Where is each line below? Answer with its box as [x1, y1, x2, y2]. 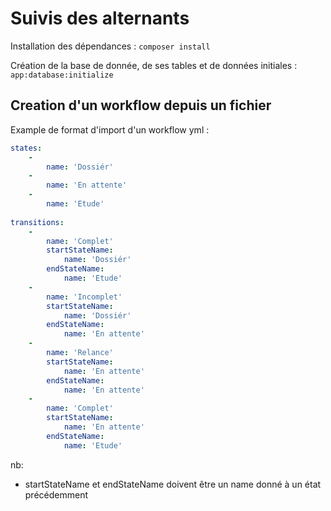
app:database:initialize [10, 70, 114, 80]
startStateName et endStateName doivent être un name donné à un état [24, 478, 322, 490]
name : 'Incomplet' [46, 292, 123, 302]
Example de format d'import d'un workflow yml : [10, 123, 210, 136]
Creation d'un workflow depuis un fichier [10, 97, 272, 114]
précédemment [24, 488, 89, 501]
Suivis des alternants [10, 7, 190, 30]
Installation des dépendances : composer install [10, 40, 211, 52]
